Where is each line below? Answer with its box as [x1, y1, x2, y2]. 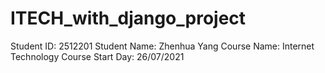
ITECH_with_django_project [10, 7, 247, 30]
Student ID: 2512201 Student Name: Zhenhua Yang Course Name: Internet [10, 40, 315, 52]
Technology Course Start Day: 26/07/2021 [10, 50, 185, 62]
